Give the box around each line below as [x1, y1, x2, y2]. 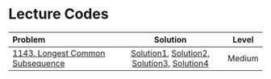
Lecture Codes [8, 5, 109, 23]
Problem [12, 34, 46, 45]
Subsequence [12, 57, 65, 69]
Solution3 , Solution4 [131, 57, 210, 69]
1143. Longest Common [12, 48, 106, 59]
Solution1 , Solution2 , [130, 48, 211, 59]
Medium [227, 52, 259, 64]
